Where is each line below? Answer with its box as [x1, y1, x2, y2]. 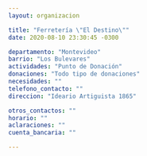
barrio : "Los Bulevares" [8, 55, 91, 64]
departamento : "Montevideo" [8, 48, 102, 56]
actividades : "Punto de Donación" [8, 63, 123, 71]
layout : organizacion [8, 11, 80, 20]
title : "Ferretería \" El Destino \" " [8, 25, 130, 34]
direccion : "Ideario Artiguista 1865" [8, 92, 137, 100]
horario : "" [8, 114, 48, 122]
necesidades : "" [8, 77, 62, 85]
